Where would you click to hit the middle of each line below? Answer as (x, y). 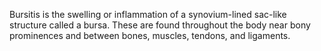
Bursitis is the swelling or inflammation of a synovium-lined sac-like (148, 14)
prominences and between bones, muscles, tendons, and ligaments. (150, 35)
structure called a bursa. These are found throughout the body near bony (160, 25)
